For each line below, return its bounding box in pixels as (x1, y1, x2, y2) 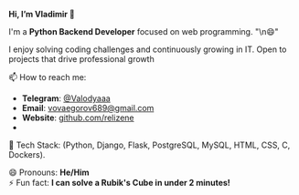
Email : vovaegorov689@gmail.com (21, 103, 155, 113)
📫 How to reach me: (8, 72, 87, 82)
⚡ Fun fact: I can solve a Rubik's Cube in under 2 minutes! (8, 178, 230, 188)
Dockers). (8, 149, 46, 159)
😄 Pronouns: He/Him (8, 167, 90, 178)
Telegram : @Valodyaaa (21, 93, 111, 104)
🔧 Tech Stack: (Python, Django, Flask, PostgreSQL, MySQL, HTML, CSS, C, (8, 139, 291, 150)
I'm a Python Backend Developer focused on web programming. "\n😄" (8, 26, 280, 36)
